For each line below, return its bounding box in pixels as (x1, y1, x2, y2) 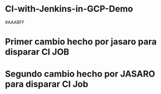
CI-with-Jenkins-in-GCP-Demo (5, 3, 133, 14)
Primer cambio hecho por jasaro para (5, 36, 157, 47)
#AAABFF (5, 19, 25, 25)
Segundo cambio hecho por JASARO (5, 68, 156, 80)
